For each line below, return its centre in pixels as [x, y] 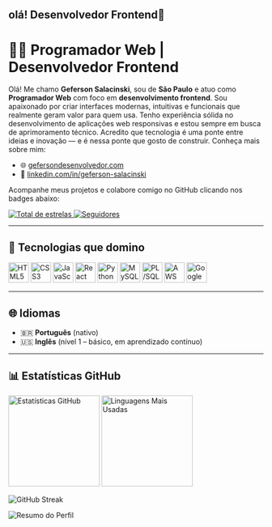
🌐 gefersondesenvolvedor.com [72, 165]
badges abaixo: [34, 198]
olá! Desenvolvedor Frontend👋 [87, 15]
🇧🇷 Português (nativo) [59, 332]
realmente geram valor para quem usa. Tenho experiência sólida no [121, 115]
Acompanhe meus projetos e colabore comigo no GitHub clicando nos [125, 190]
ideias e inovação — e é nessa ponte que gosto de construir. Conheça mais [134, 141]
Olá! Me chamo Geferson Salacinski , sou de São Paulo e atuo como [122, 89]
